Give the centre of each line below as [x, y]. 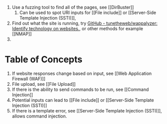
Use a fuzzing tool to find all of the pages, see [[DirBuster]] [73, 7]
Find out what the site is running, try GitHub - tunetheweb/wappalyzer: [85, 23]
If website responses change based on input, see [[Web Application [82, 73]
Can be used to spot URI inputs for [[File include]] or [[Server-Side [88, 13]
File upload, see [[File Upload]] [44, 84]
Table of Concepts [44, 59]
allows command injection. [39, 116]
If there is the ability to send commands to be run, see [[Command [80, 89]
